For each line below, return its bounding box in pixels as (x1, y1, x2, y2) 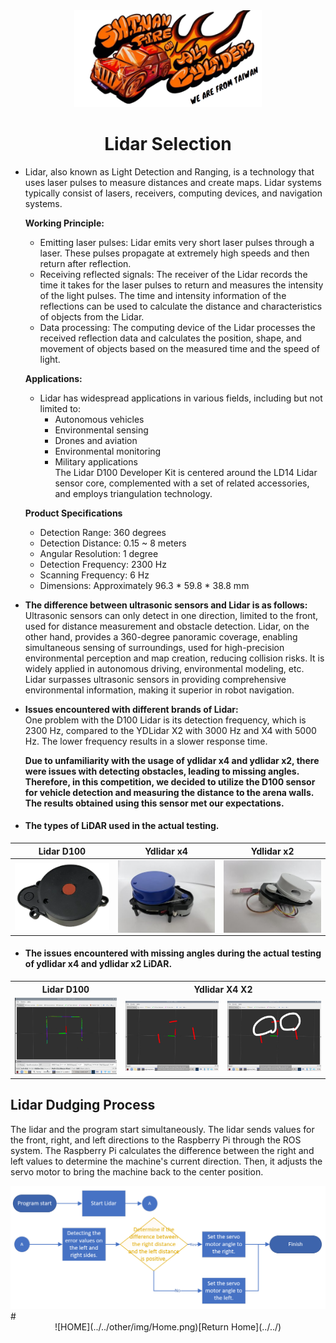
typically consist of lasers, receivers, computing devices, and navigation (24, 187, 323, 199)
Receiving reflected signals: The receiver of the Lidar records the (39, 268, 308, 280)
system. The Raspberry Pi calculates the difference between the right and (10, 1144, 315, 1156)
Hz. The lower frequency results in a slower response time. (24, 735, 268, 747)
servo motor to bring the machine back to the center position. (10, 1165, 264, 1178)
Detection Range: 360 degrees (39, 526, 167, 538)
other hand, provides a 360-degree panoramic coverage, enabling (24, 630, 298, 643)
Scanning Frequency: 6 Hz (39, 569, 150, 581)
